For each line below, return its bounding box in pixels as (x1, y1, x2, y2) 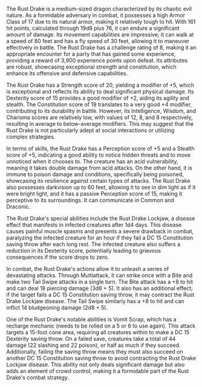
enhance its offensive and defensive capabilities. (6, 70, 128, 77)
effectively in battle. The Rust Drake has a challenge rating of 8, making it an (6, 44, 197, 51)
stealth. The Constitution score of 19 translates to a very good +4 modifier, (6, 101, 192, 108)
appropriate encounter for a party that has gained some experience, (6, 50, 176, 57)
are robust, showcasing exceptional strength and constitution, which (6, 63, 177, 70)
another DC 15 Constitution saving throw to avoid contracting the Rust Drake (6, 355, 197, 361)
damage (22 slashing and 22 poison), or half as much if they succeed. (6, 341, 181, 349)
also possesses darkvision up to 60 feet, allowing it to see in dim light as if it (6, 183, 196, 191)
